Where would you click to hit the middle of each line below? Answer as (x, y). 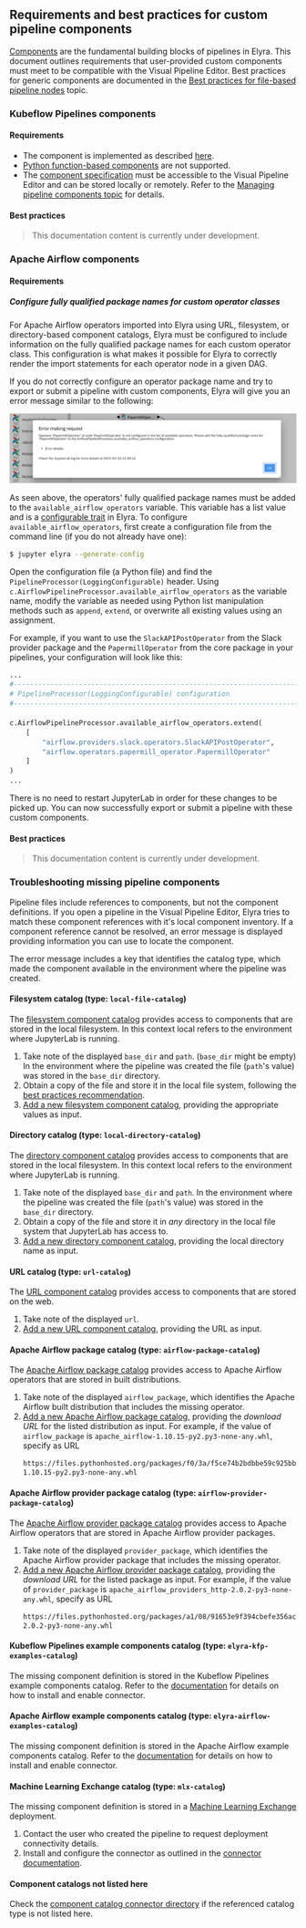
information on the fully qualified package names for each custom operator (150, 344)
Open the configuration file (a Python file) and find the (111, 571)
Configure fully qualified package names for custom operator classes (145, 302)
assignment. (33, 620)
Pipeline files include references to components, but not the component (144, 902)
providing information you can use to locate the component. (122, 941)
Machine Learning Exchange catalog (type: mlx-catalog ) (117, 1786)
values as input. (52, 1114)
